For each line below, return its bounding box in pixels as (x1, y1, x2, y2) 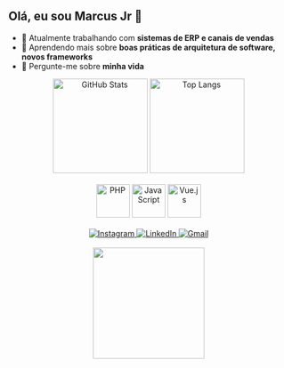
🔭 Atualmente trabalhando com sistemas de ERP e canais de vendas (20, 32, 275, 43)
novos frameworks (20, 51, 93, 62)
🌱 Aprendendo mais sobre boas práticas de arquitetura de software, (20, 42, 276, 52)
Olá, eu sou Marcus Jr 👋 (8, 9, 143, 24)
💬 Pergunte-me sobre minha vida (20, 60, 144, 71)
